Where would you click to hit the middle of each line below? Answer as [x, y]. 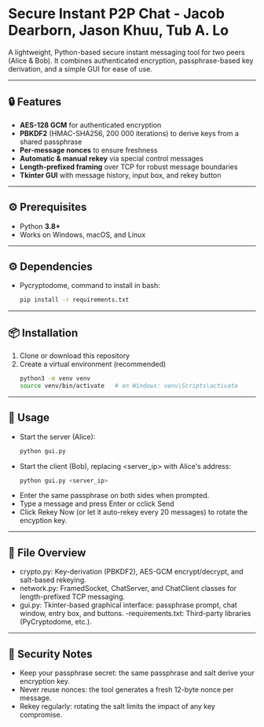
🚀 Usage [29, 418]
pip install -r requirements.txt [74, 300]
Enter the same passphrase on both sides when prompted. [114, 496]
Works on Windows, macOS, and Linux [82, 234]
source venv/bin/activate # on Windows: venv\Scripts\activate [128, 386]
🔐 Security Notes [50, 654]
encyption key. [43, 521]
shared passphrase [51, 142]
